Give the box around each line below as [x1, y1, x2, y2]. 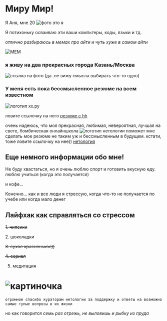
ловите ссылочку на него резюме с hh [5, 112, 87, 118]
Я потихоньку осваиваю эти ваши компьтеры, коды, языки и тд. [5, 29, 142, 35]
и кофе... [5, 181, 23, 187]
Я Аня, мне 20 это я [5, 20, 64, 26]
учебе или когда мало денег [5, 196, 66, 202]
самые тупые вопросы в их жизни [5, 301, 72, 306]
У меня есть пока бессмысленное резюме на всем [5, 85, 137, 92]
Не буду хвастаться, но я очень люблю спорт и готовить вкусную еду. [5, 166, 156, 172]
